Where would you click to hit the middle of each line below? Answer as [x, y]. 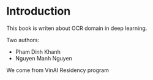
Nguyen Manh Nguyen [43, 58]
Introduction [39, 11]
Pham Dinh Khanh [38, 52]
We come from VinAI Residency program [58, 70]
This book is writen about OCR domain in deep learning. [77, 28]
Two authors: [23, 40]
